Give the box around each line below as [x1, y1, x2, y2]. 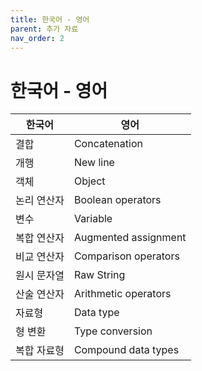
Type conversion [73, 324, 153, 338]
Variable [73, 212, 113, 226]
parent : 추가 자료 [10, 24, 79, 34]
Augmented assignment [73, 231, 187, 245]
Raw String [73, 268, 126, 282]
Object [73, 174, 106, 188]
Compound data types [73, 343, 180, 357]
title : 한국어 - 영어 [10, 14, 90, 25]
